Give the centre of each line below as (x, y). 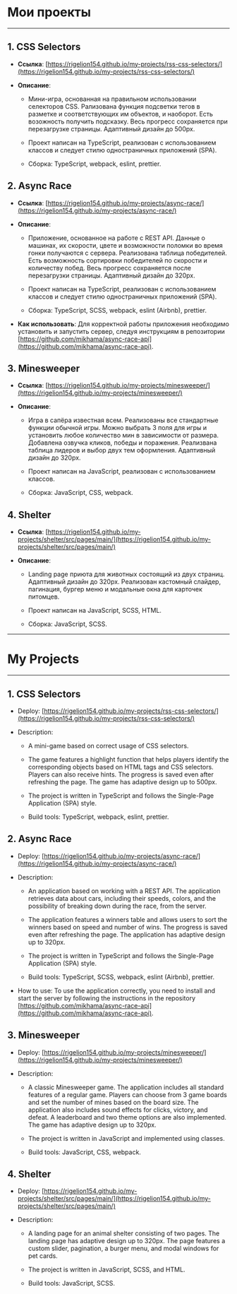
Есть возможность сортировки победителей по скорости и (117, 260)
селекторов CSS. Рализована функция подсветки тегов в (114, 106)
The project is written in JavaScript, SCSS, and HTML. (107, 1270)
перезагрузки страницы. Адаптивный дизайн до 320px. (111, 275)
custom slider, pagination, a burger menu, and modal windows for (123, 1248)
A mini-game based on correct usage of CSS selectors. (108, 745)
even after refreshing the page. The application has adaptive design (127, 934)
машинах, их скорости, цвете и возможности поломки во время (126, 245)
